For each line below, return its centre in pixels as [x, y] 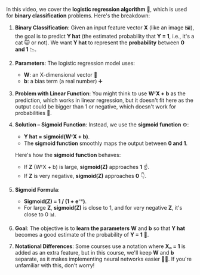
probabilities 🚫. [33, 113]
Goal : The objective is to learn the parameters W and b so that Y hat [100, 228]
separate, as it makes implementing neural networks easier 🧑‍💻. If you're [103, 259]
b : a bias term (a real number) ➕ [63, 81]
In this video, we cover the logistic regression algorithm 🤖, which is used [97, 9]
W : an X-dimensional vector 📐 [60, 75]
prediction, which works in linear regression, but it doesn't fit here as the [104, 100]
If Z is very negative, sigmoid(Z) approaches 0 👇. [85, 176]
